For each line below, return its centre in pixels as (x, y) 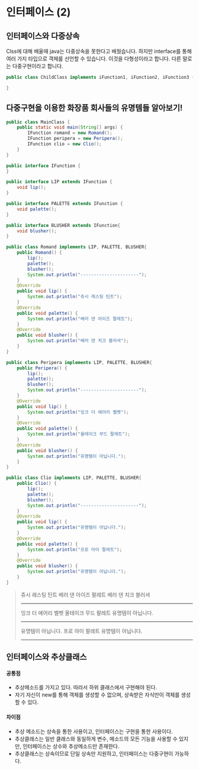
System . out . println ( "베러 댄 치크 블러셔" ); (78, 341)
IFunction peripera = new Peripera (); (75, 139)
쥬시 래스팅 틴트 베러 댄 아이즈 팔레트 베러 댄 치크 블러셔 (85, 595)
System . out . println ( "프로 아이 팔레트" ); (75, 549)
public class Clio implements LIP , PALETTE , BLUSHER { (74, 478)
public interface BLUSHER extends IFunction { (63, 225)
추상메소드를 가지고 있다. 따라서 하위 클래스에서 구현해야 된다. (86, 688)
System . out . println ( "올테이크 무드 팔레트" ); (79, 434)
